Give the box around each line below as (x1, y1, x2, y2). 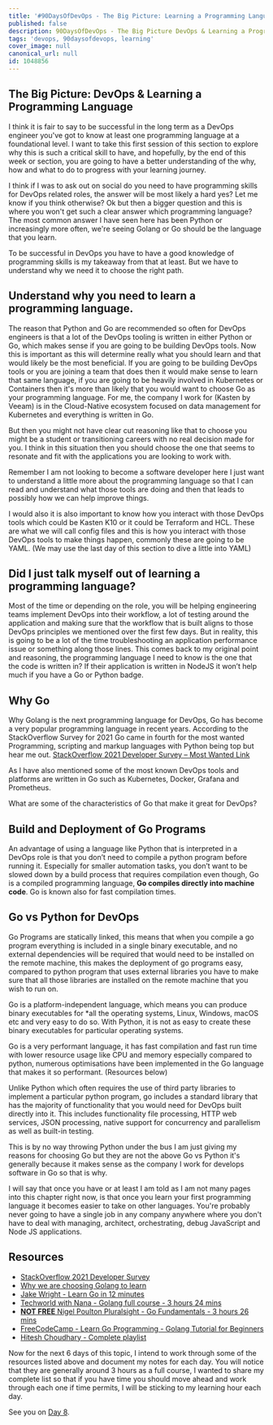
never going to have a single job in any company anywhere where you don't (8, 1209, 262, 1219)
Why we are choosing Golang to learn (19, 1280, 147, 1290)
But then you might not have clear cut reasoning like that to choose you (8, 425, 248, 435)
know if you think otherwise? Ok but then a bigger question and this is (8, 198, 242, 207)
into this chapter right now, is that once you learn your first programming (8, 1192, 252, 1201)
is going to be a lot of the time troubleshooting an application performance (8, 636, 258, 645)
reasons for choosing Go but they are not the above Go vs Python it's (8, 1150, 240, 1160)
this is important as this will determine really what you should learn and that (8, 349, 262, 358)
